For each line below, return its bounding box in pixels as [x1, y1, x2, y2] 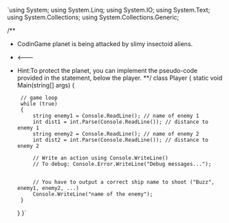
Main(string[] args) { [17, 81, 75, 89]
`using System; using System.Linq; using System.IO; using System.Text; [7, 6, 210, 14]
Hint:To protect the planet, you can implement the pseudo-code [17, 67, 198, 74]
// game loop [20, 94, 58, 101]
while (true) [20, 100, 58, 107]
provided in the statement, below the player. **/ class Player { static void [17, 74, 223, 82]
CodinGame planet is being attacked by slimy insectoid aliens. [17, 40, 193, 47]
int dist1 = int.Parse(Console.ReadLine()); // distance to [32, 118, 208, 125]
